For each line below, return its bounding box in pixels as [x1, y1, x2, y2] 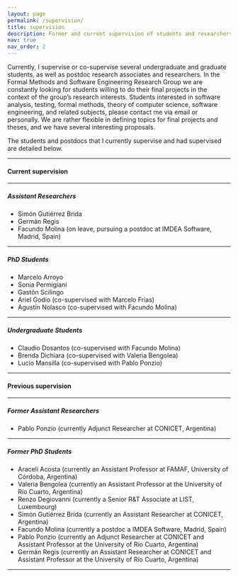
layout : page [7, 10, 46, 18]
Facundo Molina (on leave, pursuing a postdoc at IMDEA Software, [17, 224, 212, 234]
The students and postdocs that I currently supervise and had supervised [7, 137, 222, 145]
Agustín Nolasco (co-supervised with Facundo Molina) [17, 303, 177, 312]
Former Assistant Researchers [7, 406, 100, 415]
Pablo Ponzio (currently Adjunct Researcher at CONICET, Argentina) [17, 424, 217, 433]
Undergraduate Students [7, 326, 83, 334]
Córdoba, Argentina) [17, 472, 78, 481]
